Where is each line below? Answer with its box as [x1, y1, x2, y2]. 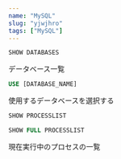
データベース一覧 [8, 64, 65, 74]
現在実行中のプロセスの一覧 [8, 141, 101, 151]
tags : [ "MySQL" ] [8, 26, 63, 35]
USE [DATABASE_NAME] [8, 80, 78, 88]
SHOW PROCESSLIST [8, 112, 67, 120]
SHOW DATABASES [8, 49, 60, 57]
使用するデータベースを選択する [8, 96, 115, 105]
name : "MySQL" [8, 11, 56, 20]
